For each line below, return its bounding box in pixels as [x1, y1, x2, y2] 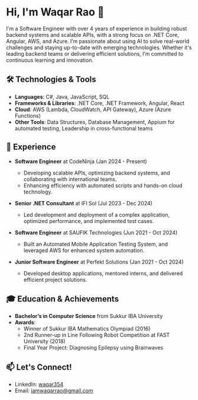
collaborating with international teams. [23, 175, 117, 183]
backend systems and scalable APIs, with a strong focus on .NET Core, [6, 31, 179, 38]
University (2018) [23, 338, 66, 345]
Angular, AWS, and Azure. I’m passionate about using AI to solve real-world [6, 37, 190, 45]
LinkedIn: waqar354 [14, 381, 64, 388]
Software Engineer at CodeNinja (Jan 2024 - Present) [14, 157, 147, 165]
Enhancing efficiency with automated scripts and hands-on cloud [23, 182, 183, 189]
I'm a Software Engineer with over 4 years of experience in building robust [6, 25, 187, 32]
